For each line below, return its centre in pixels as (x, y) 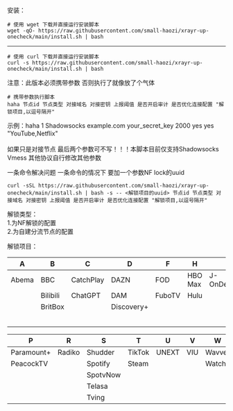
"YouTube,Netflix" (33, 133)
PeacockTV (29, 363)
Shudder (101, 352)
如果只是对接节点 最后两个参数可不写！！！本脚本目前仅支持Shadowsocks (113, 149)
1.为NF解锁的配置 (32, 223)
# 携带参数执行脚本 (31, 97)
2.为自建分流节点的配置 (41, 232)
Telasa (97, 386)
